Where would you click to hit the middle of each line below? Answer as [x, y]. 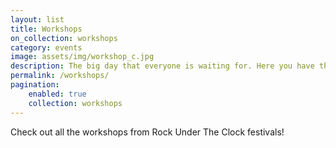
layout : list [37, 19]
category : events [46, 47]
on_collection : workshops [64, 38]
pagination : [35, 85]
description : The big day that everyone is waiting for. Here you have [162, 66]
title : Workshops [46, 29]
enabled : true [57, 94]
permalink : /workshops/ [60, 76]
